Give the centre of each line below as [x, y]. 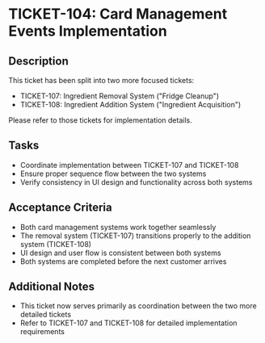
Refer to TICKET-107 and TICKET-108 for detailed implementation [128, 323]
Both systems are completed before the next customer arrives [123, 261]
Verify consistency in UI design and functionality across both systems [136, 182]
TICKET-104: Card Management [118, 14]
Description [38, 61]
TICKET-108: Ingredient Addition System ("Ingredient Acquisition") [130, 105]
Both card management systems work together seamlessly [118, 227]
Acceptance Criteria [60, 208]
